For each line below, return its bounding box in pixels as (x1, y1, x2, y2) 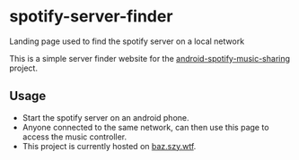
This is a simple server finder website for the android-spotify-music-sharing (9, 53, 290, 63)
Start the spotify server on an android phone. (22, 112, 189, 122)
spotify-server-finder (9, 6, 173, 27)
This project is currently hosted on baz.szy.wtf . (22, 140, 197, 151)
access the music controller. (22, 131, 128, 142)
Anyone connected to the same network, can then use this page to (22, 122, 269, 132)
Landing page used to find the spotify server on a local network (9, 36, 245, 46)
